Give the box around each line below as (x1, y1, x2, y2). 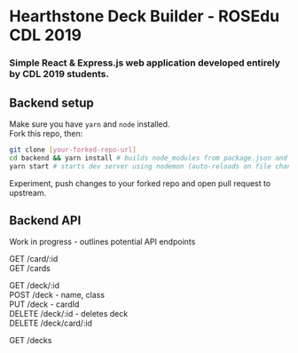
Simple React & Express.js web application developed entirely (9, 57, 281, 69)
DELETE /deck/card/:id (9, 318, 93, 329)
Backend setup (9, 95, 95, 110)
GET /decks (9, 335, 52, 346)
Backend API (9, 213, 82, 228)
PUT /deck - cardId (9, 299, 80, 310)
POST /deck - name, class (9, 290, 105, 301)
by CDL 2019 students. (9, 68, 109, 81)
